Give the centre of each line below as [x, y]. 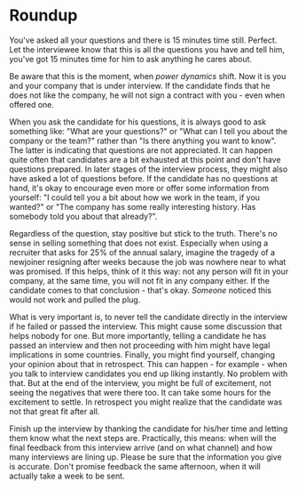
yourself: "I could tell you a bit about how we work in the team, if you [134, 197]
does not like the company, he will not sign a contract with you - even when [147, 95]
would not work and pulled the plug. [75, 300]
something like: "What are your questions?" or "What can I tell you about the [149, 131]
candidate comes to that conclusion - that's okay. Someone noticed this [141, 290]
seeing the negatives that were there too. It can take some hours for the [140, 392]
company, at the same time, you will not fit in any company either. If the [140, 280]
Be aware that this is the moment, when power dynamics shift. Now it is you [148, 76]
